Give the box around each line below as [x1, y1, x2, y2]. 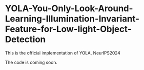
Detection [5, 34, 46, 45]
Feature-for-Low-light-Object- [5, 24, 132, 35]
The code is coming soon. [5, 59, 58, 65]
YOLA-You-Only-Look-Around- [5, 3, 133, 14]
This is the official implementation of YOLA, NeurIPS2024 [5, 50, 121, 56]
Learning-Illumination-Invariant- [5, 13, 140, 24]
